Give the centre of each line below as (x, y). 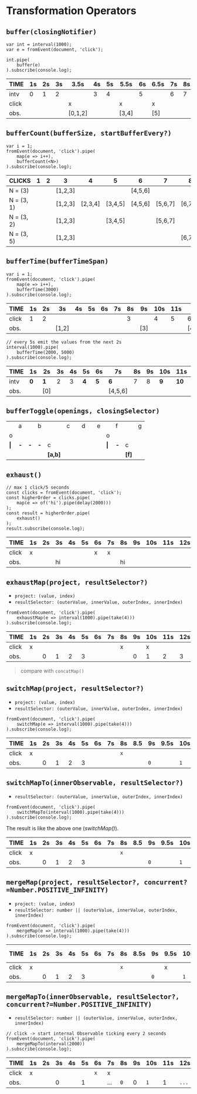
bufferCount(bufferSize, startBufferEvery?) (89, 133)
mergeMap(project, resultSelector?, (73, 882)
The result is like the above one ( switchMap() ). (62, 828)
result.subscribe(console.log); (45, 529)
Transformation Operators (71, 11)
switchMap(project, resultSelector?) (75, 689)
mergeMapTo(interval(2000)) (51, 1044)
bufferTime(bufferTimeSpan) (57, 261)
